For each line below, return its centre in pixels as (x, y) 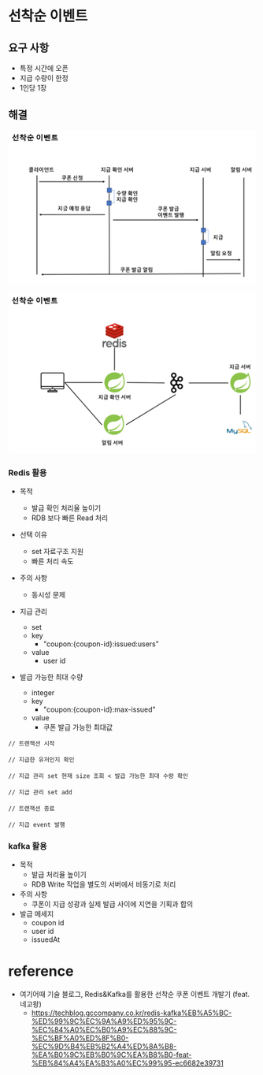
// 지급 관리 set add (40, 792)
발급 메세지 (37, 914)
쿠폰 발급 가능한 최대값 (78, 727)
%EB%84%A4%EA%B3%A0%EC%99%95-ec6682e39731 (128, 1063)
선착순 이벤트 (48, 16)
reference (41, 971)
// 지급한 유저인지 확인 (41, 760)
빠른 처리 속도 (52, 561)
